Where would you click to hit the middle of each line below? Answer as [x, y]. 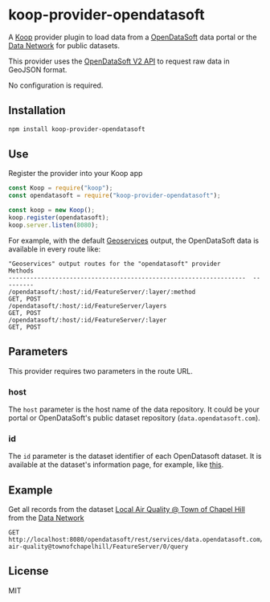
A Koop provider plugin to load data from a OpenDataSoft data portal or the [133, 37]
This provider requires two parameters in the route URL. [100, 371]
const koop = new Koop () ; [51, 211]
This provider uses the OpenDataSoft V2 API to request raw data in [119, 61]
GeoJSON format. [38, 69]
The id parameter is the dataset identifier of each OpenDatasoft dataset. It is [135, 457]
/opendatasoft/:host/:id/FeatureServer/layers [88, 306]
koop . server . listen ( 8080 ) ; [53, 225]
